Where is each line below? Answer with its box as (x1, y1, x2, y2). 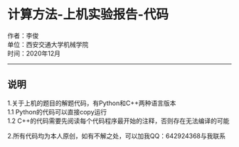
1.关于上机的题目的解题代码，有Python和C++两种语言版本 (7, 99, 176, 107)
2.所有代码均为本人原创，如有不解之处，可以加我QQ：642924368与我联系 (7, 131, 226, 140)
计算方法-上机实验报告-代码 (7, 6, 169, 23)
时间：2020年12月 (7, 49, 60, 58)
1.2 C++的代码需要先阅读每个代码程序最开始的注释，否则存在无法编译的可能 (7, 116, 230, 125)
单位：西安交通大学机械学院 (7, 40, 89, 48)
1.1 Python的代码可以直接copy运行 (7, 107, 107, 116)
